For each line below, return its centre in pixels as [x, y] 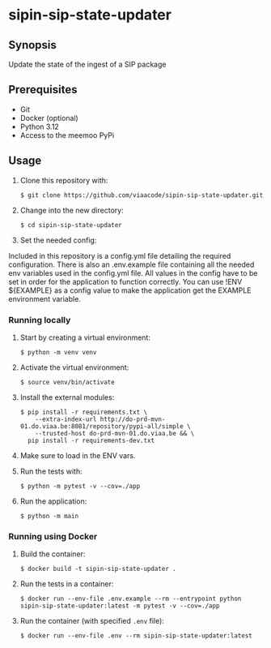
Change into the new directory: [72, 210]
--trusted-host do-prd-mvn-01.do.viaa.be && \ [115, 433]
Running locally [40, 320]
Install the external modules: [67, 397]
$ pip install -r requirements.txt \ [84, 412]
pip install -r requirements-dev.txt [91, 440]
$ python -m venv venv [58, 352]
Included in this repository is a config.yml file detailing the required [120, 255]
